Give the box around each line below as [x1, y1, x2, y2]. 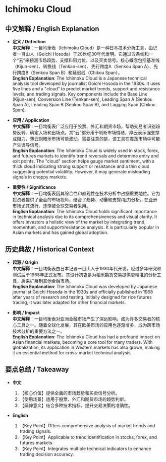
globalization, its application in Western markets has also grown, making [12, 344, 160, 350]
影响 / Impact [12, 309, 40, 315]
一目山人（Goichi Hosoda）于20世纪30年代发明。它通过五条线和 [16, 51, 149, 57]
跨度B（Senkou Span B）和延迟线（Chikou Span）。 [16, 70, 122, 76]
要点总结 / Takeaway [5, 365, 69, 374]
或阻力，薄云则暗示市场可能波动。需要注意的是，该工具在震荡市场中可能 [12, 136, 160, 142]
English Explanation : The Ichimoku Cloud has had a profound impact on [12, 334, 160, 340]
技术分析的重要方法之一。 [12, 328, 65, 334]
